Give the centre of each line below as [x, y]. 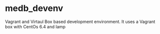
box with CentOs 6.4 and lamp [35, 26]
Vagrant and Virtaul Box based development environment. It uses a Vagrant [80, 22]
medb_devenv [34, 8]
